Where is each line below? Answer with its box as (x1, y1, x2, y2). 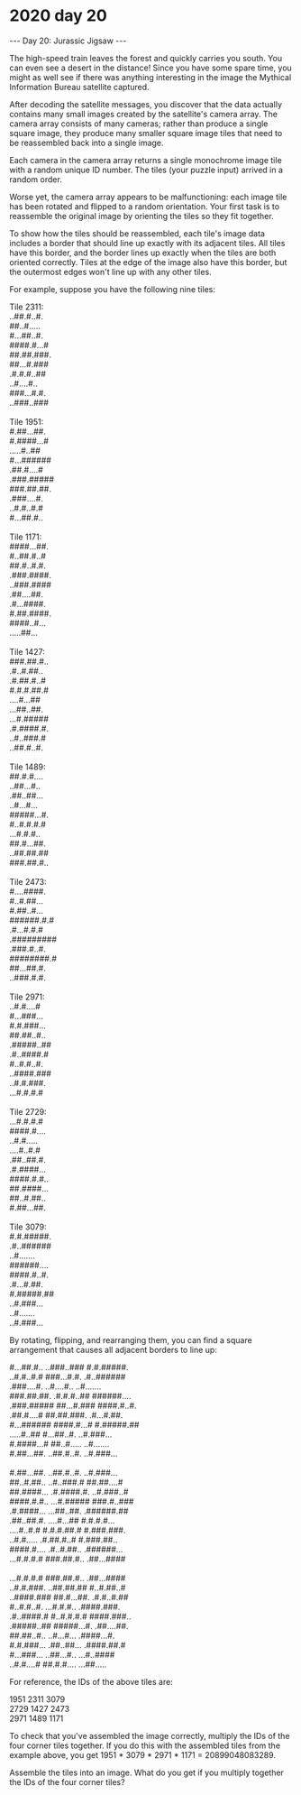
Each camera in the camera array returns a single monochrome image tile (9, 154, 282, 165)
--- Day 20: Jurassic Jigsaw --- (9, 35, 127, 46)
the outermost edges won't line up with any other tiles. (9, 266, 212, 277)
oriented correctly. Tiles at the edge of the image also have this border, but (9, 256, 287, 267)
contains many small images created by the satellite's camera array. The (9, 108, 278, 119)
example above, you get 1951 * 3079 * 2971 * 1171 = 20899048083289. (9, 1749, 277, 1760)
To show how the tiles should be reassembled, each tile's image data (9, 227, 266, 239)
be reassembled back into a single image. (9, 137, 164, 148)
